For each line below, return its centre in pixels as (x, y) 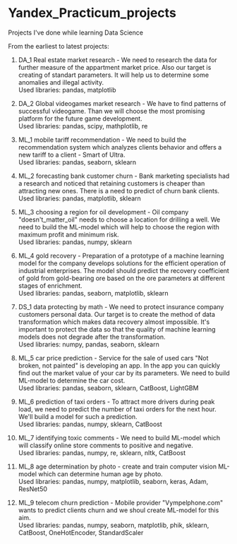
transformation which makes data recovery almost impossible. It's (114, 322)
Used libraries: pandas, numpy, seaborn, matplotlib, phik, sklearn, (114, 525)
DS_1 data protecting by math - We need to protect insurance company (121, 307)
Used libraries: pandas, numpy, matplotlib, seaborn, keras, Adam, (113, 481)
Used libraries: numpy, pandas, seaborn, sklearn (89, 344)
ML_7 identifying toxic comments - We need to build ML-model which (119, 437)
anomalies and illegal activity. (61, 82)
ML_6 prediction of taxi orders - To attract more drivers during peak (116, 401)
